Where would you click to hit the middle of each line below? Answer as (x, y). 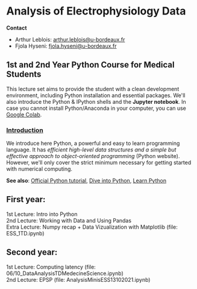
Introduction (25, 130)
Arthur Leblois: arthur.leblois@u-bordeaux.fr (70, 39)
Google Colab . (24, 114)
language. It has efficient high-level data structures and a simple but (91, 150)
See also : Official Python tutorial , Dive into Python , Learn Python (86, 181)
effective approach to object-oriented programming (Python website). (93, 156)
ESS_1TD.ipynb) (25, 233)
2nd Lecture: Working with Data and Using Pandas (69, 220)
